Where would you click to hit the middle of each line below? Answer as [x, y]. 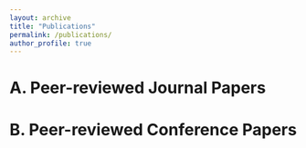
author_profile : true [51, 43]
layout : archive [40, 18]
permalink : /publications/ [61, 35]
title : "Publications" [53, 26]
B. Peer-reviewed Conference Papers [153, 129]
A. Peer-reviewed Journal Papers [138, 88]
